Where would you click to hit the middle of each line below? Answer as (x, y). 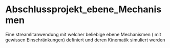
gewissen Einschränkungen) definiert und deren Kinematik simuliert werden (85, 40)
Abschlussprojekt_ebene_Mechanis (83, 9)
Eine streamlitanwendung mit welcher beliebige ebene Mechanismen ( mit (83, 34)
